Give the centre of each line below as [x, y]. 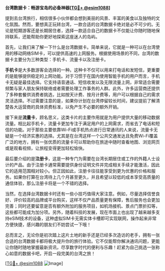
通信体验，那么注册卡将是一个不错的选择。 [48, 183]
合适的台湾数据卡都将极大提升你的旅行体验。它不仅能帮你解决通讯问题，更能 [82, 241]
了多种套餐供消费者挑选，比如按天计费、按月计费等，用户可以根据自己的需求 [82, 95]
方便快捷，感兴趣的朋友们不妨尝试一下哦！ [48, 224]
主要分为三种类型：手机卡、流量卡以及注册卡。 [61, 59]
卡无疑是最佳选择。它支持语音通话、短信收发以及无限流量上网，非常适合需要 [82, 82]
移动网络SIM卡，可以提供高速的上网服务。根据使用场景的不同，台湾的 [84, 53]
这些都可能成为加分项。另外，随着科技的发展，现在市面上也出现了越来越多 [80, 212]
